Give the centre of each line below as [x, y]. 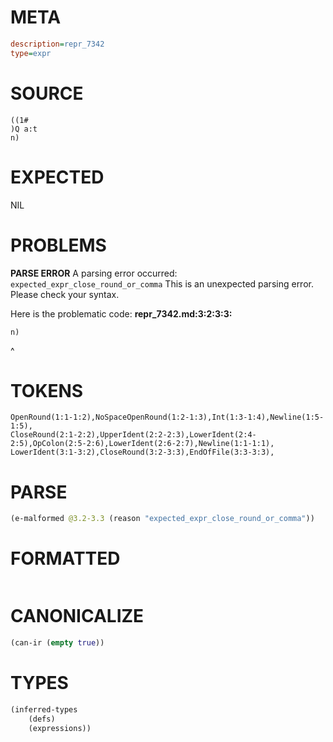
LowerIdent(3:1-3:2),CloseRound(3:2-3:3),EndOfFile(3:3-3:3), [142, 452]
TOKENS [47, 390]
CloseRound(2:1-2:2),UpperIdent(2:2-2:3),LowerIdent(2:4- [133, 435]
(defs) [42, 719]
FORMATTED [65, 558]
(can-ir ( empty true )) [57, 643]
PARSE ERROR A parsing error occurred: [94, 273]
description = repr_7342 [57, 44]
